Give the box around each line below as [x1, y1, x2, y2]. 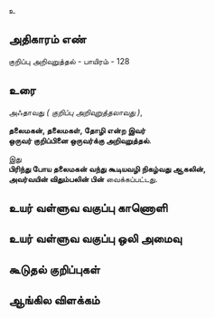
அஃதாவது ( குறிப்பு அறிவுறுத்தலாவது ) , [8, 106, 144, 118]
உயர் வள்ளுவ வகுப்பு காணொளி [8, 200, 168, 216]
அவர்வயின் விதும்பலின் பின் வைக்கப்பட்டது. [8, 173, 158, 184]
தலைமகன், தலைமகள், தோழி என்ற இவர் [8, 124, 146, 136]
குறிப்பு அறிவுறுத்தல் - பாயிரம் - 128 [8, 55, 130, 66]
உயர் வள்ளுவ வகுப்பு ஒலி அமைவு [8, 231, 182, 246]
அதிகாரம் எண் [8, 32, 87, 47]
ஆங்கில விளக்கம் [8, 293, 100, 308]
